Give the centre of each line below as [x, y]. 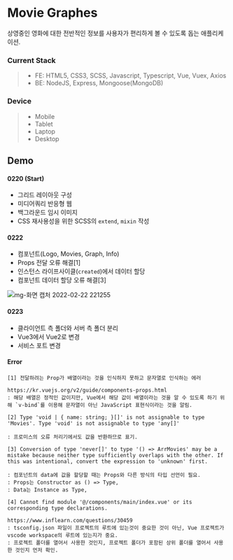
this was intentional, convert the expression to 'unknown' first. [108, 461]
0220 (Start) [26, 178]
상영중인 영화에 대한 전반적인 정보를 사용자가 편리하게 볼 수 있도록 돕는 [103, 33]
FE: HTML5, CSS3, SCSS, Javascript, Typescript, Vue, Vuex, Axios [130, 76]
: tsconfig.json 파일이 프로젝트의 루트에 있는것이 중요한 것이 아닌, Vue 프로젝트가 [116, 528]
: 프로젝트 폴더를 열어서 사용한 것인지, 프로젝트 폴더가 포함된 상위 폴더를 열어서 [109, 543]
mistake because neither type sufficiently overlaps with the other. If [115, 455]
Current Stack [31, 60]
